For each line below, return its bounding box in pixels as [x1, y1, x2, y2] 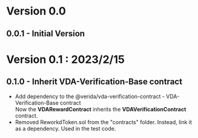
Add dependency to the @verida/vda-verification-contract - [15, 93, 165, 100]
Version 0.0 [6, 4, 67, 18]
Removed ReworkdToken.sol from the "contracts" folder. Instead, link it [15, 118, 193, 125]
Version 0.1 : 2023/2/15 [6, 53, 125, 66]
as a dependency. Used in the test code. [15, 125, 116, 132]
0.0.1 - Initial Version [6, 28, 85, 39]
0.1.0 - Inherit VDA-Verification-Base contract [6, 77, 183, 87]
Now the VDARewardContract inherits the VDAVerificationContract [15, 105, 186, 113]
